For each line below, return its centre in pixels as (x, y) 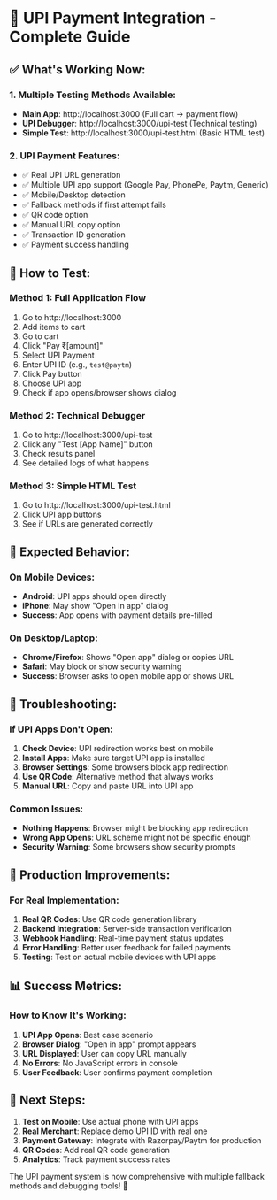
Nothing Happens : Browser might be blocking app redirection (135, 828)
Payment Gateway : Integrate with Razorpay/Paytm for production (142, 1140)
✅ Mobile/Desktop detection (73, 195)
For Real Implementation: (64, 900)
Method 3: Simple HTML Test (73, 486)
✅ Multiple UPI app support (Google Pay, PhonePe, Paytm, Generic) (145, 185)
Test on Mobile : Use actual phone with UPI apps (110, 1121)
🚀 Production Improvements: (90, 875)
